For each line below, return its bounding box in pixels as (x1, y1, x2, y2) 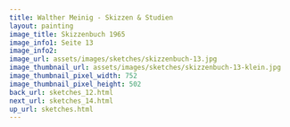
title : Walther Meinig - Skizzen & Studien (9, 13, 174, 22)
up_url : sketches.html (9, 105, 94, 114)
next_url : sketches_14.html (9, 96, 114, 106)
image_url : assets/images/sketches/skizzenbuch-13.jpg (9, 55, 218, 63)
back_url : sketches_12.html (9, 88, 114, 97)
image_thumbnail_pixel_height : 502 (9, 80, 142, 89)
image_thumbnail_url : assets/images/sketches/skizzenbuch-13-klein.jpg (9, 63, 281, 72)
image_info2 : (9, 47, 58, 55)
